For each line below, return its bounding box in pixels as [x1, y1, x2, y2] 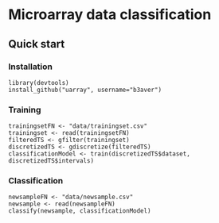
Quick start [8, 37, 65, 51]
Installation [8, 61, 53, 72]
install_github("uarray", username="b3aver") [8, 86, 162, 94]
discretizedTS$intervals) [8, 157, 94, 165]
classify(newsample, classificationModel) [8, 207, 151, 215]
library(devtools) [8, 79, 69, 87]
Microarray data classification [8, 6, 212, 24]
